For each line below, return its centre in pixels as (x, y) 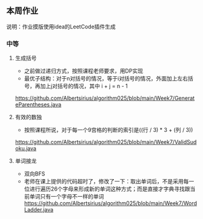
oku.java (25, 149)
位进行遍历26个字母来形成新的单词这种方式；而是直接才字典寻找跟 (107, 189)
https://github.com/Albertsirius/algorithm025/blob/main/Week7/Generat (105, 98)
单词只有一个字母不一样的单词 (67, 197)
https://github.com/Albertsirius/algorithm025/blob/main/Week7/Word (111, 203)
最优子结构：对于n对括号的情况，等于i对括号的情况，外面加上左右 (106, 79)
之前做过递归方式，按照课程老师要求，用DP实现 (84, 71)
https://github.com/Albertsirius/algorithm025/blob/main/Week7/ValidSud (106, 142)
